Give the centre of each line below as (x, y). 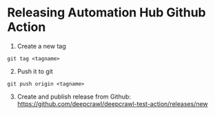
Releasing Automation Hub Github (106, 13)
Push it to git (35, 71)
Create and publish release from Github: (74, 97)
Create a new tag (42, 46)
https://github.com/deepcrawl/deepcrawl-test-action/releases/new (112, 103)
